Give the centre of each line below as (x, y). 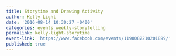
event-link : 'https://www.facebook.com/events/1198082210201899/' (89, 38)
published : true (26, 44)
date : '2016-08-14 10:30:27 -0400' (49, 22)
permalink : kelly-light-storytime (48, 33)
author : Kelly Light (31, 17)
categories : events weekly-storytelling (56, 28)
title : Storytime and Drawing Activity (55, 11)
